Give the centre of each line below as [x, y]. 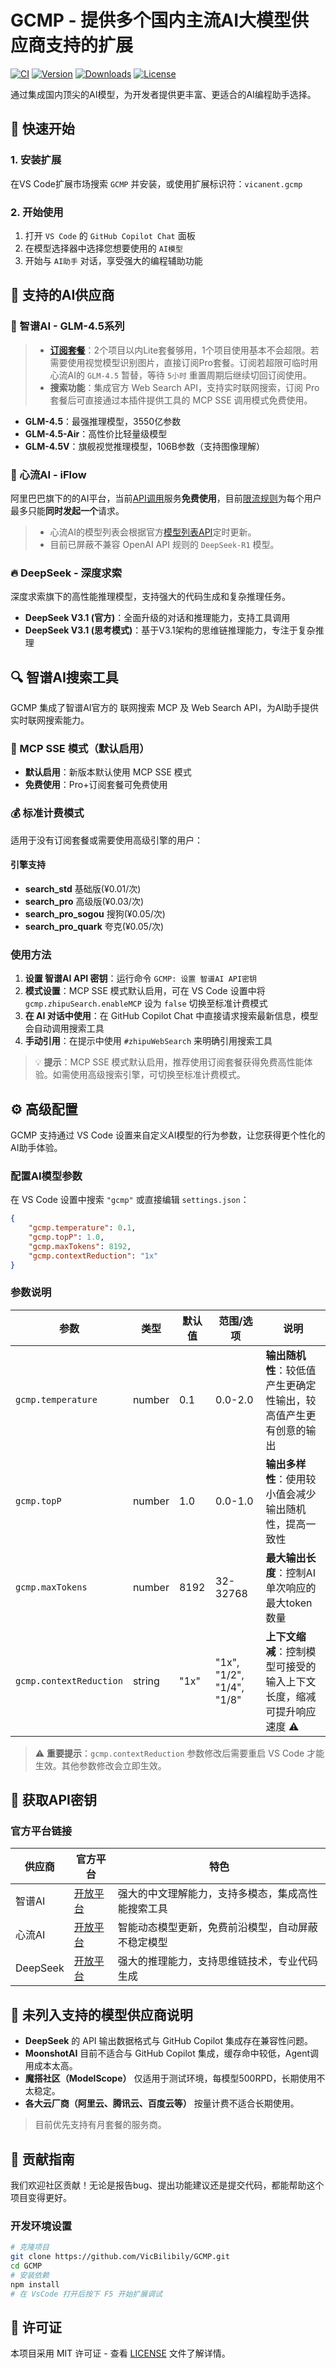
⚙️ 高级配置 [44, 1109]
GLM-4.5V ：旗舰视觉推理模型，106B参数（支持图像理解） [144, 446]
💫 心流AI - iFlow [48, 474]
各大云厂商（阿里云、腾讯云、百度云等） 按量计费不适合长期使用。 [162, 2103]
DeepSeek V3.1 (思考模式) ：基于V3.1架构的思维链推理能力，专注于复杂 [170, 630]
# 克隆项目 [30, 2247]
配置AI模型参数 [46, 1176]
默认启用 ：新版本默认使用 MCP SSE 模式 [108, 772]
